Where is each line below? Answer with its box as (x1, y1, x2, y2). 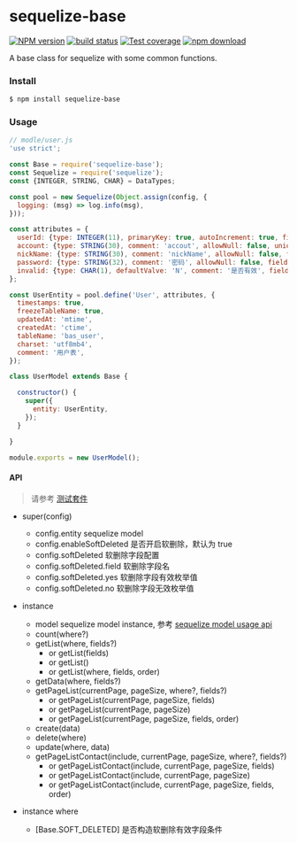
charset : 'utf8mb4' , (17, 339, 93, 349)
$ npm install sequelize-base (9, 95, 121, 104)
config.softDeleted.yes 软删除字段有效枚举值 (34, 571, 198, 582)
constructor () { (17, 388, 77, 398)
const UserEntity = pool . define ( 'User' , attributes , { (9, 290, 216, 299)
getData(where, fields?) (34, 676, 121, 686)
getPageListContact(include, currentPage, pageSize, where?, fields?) (34, 751, 287, 762)
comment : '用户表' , (17, 348, 85, 357)
